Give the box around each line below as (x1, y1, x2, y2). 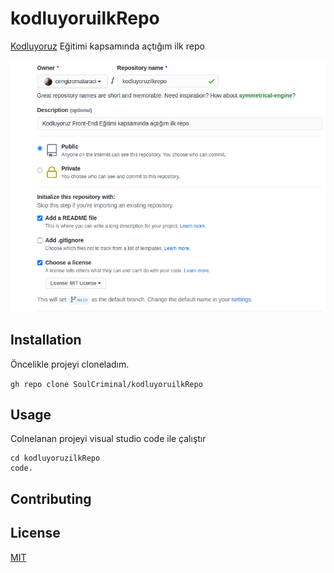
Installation (10, 332, 82, 349)
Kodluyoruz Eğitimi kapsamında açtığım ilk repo (10, 40, 205, 52)
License (10, 525, 61, 542)
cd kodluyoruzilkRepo (10, 453, 101, 464)
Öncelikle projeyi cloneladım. (10, 358, 130, 370)
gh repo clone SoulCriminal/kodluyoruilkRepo (10, 379, 203, 389)
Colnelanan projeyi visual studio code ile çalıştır (10, 433, 207, 445)
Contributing (10, 490, 92, 507)
